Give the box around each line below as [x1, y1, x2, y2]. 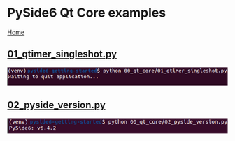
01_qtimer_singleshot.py [7, 48, 117, 60]
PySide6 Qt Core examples [7, 5, 166, 21]
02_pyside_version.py [7, 99, 106, 111]
